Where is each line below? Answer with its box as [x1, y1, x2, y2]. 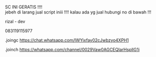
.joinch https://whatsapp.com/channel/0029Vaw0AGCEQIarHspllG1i [5, 47, 140, 52]
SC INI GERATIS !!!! [5, 4, 43, 10]
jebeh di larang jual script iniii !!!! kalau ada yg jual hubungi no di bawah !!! [5, 9, 152, 15]
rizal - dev [5, 19, 26, 24]
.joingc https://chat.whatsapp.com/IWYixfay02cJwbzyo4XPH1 [5, 37, 129, 43]
